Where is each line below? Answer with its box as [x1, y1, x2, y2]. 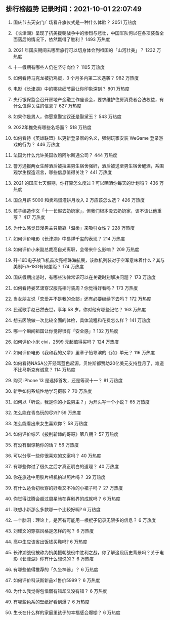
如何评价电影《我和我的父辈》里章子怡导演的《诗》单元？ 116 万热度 [13, 349, 155, 355]
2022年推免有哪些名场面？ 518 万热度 [13, 124, 92, 130]
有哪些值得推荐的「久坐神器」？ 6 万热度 [13, 566, 99, 572]
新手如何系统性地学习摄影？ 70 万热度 [13, 388, 93, 394]
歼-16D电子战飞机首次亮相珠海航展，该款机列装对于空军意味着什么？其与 [13, 257, 165, 263]
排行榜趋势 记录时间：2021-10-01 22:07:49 [6, 5, 142, 14]
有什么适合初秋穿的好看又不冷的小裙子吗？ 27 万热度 [13, 485, 123, 491]
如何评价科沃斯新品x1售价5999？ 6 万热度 [13, 577, 101, 583]
